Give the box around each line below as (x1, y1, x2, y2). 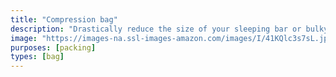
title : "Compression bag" (10, 14, 118, 25)
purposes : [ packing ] (10, 42, 97, 53)
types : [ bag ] (10, 52, 65, 62)
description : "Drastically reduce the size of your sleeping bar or (10, 24, 302, 34)
